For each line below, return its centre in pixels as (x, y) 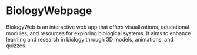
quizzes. (16, 46)
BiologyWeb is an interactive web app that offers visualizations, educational (98, 27)
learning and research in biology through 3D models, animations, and (90, 39)
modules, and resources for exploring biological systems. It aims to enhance (98, 33)
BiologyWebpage (49, 11)
